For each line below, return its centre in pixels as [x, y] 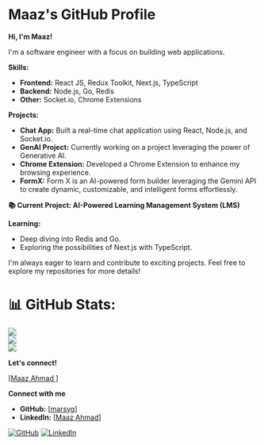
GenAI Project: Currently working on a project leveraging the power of [135, 147]
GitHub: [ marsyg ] [48, 409]
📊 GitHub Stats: [62, 305]
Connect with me [37, 393]
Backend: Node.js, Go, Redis [67, 91]
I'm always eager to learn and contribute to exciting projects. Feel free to [127, 263]
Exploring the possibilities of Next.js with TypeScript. [106, 247]
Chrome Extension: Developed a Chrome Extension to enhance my [130, 163]
